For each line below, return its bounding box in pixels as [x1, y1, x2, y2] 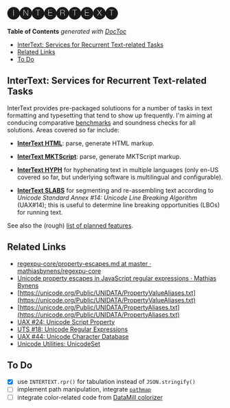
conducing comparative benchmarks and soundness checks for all [7, 118, 196, 127]
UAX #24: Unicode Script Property [16, 317, 115, 326]
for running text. [16, 208, 63, 216]
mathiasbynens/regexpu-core [16, 267, 102, 275]
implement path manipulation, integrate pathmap [16, 385, 152, 394]
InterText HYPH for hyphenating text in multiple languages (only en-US [16, 165, 219, 173]
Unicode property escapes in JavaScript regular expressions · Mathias [16, 274, 217, 282]
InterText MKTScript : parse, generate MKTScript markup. [16, 152, 182, 160]
